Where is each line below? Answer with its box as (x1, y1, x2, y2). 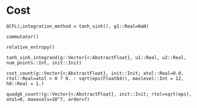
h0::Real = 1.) (6, 81, 44, 87)
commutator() (6, 33, 39, 39)
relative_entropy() (6, 44, 55, 50)
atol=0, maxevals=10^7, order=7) (6, 96, 90, 102)
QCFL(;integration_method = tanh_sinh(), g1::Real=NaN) (6, 23, 149, 29)
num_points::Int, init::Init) (6, 60, 82, 66)
